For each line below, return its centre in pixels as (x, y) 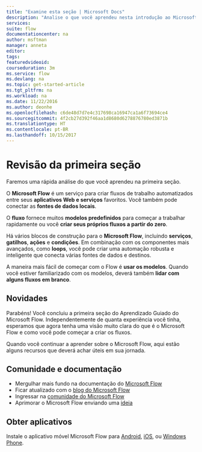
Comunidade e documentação (64, 369)
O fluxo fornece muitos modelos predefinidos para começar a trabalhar (96, 218)
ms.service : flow (28, 74)
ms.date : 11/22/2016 (32, 101)
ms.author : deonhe (29, 107)
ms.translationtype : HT (36, 124)
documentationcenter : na (37, 34)
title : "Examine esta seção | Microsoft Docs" (66, 12)
